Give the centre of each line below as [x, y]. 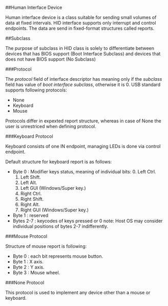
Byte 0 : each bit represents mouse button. [58, 256]
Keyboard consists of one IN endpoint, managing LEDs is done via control [83, 146]
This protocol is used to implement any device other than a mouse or [78, 292]
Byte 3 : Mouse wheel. [36, 273]
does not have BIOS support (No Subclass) [50, 59]
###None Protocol [25, 283]
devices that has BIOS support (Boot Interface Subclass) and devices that [83, 54]
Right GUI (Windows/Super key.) [54, 210]
